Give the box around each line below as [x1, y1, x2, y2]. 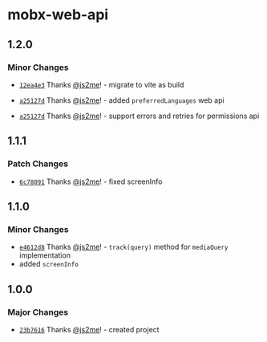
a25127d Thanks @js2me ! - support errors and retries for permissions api [18, 111, 260, 120]
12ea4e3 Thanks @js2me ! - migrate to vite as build [18, 79, 184, 89]
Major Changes [7, 307, 69, 318]
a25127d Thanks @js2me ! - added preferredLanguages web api [18, 95, 225, 105]
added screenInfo [18, 259, 79, 269]
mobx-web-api [7, 6, 109, 24]
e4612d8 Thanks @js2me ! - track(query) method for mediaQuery [18, 242, 229, 252]
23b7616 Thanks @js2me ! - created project [18, 324, 160, 334]
